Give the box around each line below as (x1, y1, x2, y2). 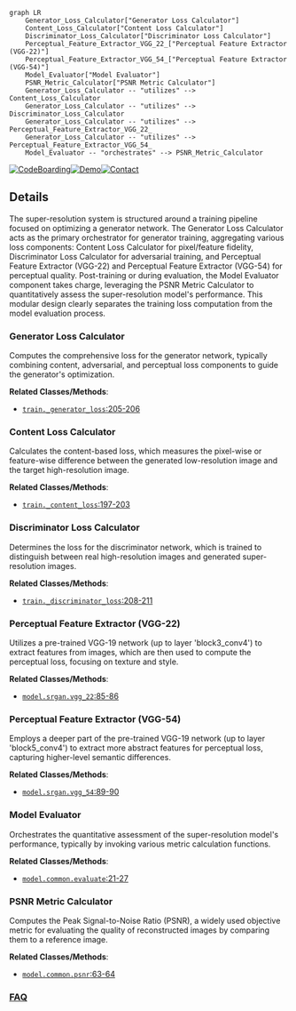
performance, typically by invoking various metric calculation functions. (9, 838, 271, 849)
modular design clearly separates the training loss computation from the (9, 298, 273, 309)
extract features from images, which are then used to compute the (9, 647, 252, 657)
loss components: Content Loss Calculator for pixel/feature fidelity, (9, 241, 254, 253)
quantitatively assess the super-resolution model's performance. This (9, 289, 263, 300)
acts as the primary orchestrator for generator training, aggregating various (9, 232, 284, 243)
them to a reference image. (9, 934, 108, 944)
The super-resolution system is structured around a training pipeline (9, 213, 259, 224)
